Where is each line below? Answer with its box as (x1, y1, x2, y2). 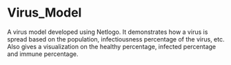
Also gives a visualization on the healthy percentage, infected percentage (7, 42, 217, 50)
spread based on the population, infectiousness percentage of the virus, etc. (7, 35, 225, 43)
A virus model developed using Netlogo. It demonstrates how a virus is (7, 28, 208, 36)
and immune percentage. (7, 50, 79, 58)
